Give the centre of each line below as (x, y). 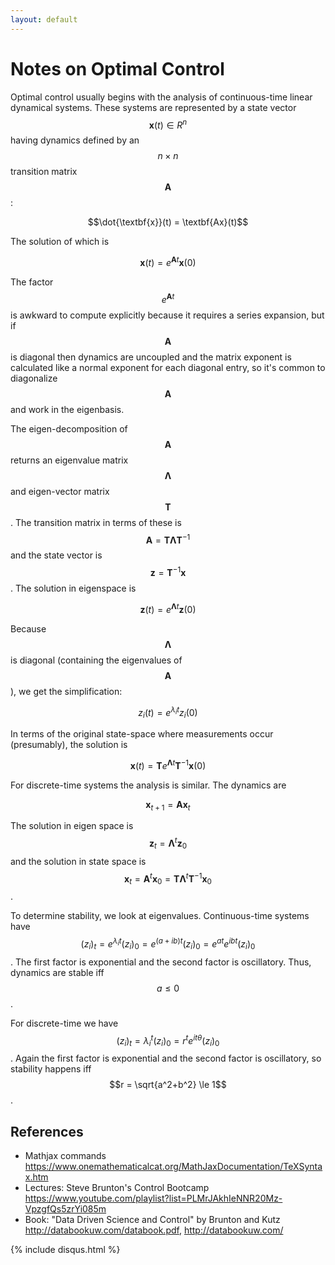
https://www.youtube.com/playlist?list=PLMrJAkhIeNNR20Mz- (153, 1198)
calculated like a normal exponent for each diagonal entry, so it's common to (168, 367)
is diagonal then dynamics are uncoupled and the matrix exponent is (151, 357)
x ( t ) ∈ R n (168, 124)
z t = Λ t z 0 (168, 843)
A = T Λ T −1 (168, 539)
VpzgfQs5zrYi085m (65, 1209)
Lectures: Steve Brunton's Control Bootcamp (117, 1188)
